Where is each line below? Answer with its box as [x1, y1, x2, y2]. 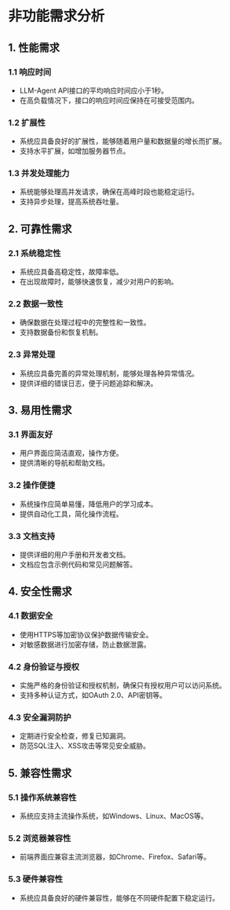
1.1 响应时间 [8, 66, 52, 77]
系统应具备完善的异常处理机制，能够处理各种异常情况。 [19, 369, 199, 378]
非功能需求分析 [8, 7, 105, 25]
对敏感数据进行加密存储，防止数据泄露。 [19, 640, 151, 649]
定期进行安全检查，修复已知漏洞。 [19, 732, 130, 741]
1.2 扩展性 [8, 117, 46, 128]
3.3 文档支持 [8, 530, 56, 541]
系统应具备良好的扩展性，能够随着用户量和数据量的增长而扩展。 [19, 137, 226, 146]
